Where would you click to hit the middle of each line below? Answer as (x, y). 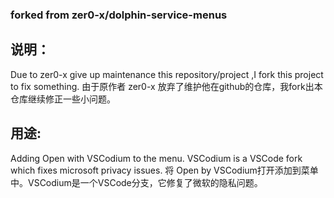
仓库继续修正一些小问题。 (63, 99)
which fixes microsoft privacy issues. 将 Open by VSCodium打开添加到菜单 (164, 170)
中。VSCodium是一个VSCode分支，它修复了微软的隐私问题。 (136, 182)
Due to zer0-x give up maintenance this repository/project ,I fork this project (167, 74)
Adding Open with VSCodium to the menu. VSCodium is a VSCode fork (156, 158)
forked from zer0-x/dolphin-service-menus (119, 15)
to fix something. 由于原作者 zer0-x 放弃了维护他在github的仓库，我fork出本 (166, 86)
